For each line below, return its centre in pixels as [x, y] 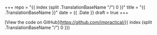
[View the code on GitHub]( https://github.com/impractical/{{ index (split [78, 22]
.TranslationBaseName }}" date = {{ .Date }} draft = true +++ [67, 12]
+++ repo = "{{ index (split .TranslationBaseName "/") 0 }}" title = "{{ [75, 7]
